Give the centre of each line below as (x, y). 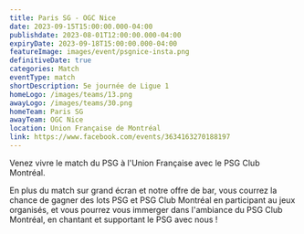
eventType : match (42, 78)
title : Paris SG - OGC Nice (63, 18)
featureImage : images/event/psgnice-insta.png (100, 52)
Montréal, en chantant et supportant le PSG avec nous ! (114, 219)
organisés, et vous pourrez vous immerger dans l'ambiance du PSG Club (146, 209)
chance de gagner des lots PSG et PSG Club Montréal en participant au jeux (152, 200)
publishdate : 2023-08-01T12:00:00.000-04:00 (95, 35)
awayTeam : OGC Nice (47, 120)
